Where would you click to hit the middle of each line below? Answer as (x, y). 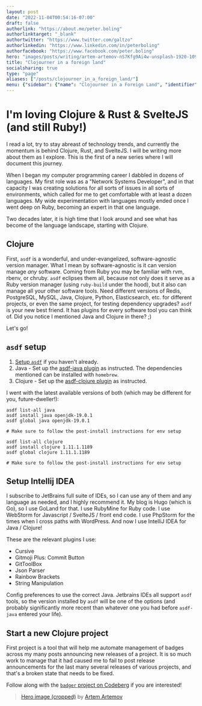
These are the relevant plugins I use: (51, 539)
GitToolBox (28, 564)
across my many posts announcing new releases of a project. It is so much (99, 654)
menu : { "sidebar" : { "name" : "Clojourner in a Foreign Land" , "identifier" (102, 85)
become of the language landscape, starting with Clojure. (77, 225)
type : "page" (23, 74)
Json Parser (30, 570)
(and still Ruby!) (47, 128)
